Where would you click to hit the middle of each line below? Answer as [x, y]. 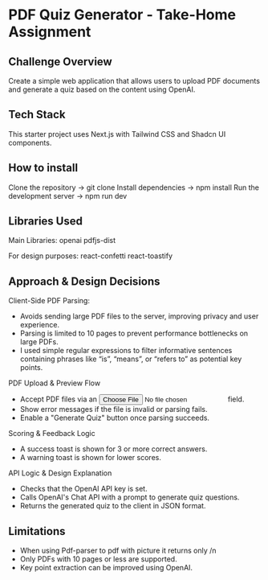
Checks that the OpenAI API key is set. [83, 489]
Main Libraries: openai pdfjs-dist [62, 241]
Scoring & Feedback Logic [52, 434]
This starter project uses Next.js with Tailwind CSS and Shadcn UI [117, 134]
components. [30, 142]
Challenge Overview [60, 62]
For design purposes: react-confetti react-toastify [91, 256]
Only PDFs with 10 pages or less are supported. [99, 559]
